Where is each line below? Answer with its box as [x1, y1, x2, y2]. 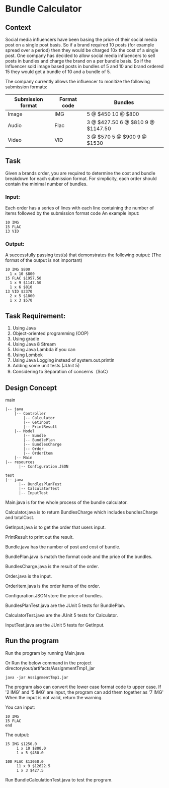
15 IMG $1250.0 [5, 741, 37, 747]
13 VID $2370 [5, 289, 33, 294]
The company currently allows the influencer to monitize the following [5, 79, 150, 84]
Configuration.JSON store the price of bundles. [5, 593, 103, 599]
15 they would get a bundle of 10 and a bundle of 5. [5, 69, 111, 75]
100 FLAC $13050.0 [5, 759, 44, 764]
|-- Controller [14, 411, 46, 416]
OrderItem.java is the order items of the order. [5, 583, 101, 589]
